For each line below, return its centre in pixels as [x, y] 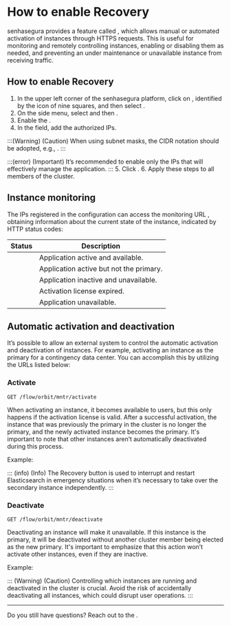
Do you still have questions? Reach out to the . [73, 615]
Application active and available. [91, 257]
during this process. [35, 446]
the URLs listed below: [39, 365]
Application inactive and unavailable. [98, 280]
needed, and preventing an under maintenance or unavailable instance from [114, 53]
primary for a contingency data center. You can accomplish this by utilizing [113, 357]
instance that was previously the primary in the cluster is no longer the [107, 424]
